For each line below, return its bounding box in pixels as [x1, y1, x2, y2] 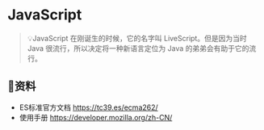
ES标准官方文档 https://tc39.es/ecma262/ [19, 103, 158, 112]
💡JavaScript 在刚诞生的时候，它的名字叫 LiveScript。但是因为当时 [27, 33, 247, 43]
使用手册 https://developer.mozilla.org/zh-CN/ [19, 112, 173, 122]
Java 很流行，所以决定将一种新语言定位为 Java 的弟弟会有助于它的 [27, 43, 249, 53]
